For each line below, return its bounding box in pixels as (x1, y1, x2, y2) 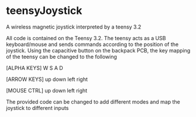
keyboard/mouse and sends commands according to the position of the (6, 41, 179, 48)
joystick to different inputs (6, 104, 69, 111)
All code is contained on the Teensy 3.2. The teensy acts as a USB (6, 34, 166, 41)
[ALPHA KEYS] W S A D (6, 64, 63, 71)
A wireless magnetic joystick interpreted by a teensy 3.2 (6, 23, 142, 30)
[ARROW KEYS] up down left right (6, 76, 88, 83)
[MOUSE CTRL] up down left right (6, 87, 88, 94)
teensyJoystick (6, 4, 82, 17)
